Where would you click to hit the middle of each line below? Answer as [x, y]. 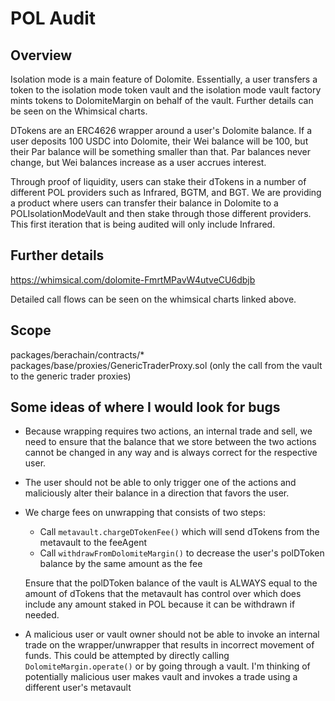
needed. [42, 615]
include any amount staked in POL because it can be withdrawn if [160, 604]
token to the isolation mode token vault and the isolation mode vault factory [166, 90]
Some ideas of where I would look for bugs [145, 407]
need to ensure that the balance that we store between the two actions [170, 442]
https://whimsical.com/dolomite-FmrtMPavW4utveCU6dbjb [133, 279]
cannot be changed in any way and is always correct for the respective [171, 453]
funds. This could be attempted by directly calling [127, 656]
